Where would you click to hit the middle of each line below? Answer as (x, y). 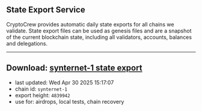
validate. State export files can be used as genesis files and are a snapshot (99, 31)
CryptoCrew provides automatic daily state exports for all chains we (90, 24)
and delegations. (27, 43)
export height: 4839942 (42, 95)
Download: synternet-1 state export (74, 68)
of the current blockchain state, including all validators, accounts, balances (99, 37)
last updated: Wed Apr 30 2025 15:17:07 (64, 82)
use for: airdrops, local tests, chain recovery (69, 101)
